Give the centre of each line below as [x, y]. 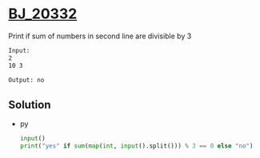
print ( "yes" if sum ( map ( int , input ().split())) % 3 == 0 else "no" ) [136, 146]
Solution [30, 105]
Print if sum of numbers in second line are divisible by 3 [100, 36]
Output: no [26, 80]
